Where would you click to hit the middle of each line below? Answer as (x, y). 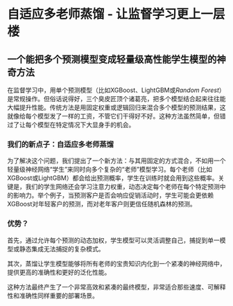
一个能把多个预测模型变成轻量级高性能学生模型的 (112, 59)
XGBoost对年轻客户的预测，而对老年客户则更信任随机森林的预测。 (102, 204)
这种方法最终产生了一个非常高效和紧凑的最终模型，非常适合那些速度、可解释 (116, 287)
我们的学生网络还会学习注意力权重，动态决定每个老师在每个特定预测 (122, 187)
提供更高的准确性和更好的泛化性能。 (59, 272)
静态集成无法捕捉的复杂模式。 (62, 249)
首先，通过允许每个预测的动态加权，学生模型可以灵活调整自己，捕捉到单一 (113, 240)
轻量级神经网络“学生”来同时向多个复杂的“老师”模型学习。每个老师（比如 (110, 170)
